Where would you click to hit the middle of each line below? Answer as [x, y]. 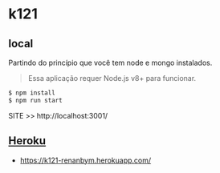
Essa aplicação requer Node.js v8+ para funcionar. [112, 78]
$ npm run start [35, 100]
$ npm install [32, 93]
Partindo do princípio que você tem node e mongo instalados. [110, 62]
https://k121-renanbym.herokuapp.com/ [86, 160]
